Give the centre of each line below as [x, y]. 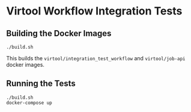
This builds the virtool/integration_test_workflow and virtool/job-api [96, 58]
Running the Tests [41, 83]
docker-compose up [29, 103]
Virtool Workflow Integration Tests [94, 11]
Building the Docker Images [59, 33]
